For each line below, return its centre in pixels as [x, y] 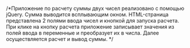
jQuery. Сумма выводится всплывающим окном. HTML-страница [87, 14]
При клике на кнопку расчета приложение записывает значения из [90, 27]
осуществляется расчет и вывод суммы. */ [60, 39]
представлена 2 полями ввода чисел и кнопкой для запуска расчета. [93, 21]
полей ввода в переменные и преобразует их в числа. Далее [82, 33]
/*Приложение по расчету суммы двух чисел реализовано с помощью [95, 8]
